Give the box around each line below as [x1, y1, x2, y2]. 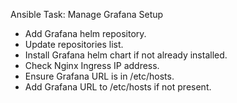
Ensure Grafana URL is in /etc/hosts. [24, 70, 175, 82]
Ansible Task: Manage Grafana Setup [10, 9, 164, 20]
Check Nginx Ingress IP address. [24, 60, 160, 71]
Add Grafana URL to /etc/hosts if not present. [24, 81, 212, 93]
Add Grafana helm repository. [24, 28, 147, 39]
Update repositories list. [24, 39, 124, 50]
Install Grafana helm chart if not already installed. [24, 49, 228, 61]
